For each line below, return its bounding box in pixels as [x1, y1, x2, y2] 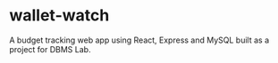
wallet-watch [9, 5, 110, 26]
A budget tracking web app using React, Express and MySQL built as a [9, 35, 270, 45]
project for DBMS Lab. [9, 43, 91, 54]
